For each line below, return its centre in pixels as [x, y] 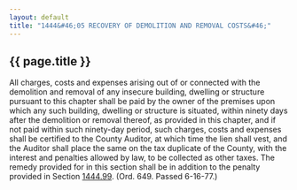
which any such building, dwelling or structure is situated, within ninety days [148, 110]
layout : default [39, 17]
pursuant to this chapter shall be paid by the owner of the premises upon [142, 102]
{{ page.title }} [50, 61]
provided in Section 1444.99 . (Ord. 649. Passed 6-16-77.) [113, 177]
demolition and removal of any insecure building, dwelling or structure [137, 92]
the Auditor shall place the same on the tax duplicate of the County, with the [148, 148]
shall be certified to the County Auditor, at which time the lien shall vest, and [148, 139]
